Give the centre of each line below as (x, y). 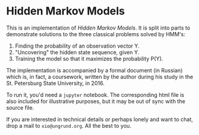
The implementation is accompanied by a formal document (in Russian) (94, 70)
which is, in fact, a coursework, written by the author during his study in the (100, 77)
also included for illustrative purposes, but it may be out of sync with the (96, 101)
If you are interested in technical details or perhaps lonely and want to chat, (100, 119)
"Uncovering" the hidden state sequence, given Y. (77, 52)
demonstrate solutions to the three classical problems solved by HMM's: (96, 34)
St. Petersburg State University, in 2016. (56, 83)
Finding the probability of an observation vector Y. (77, 46)
